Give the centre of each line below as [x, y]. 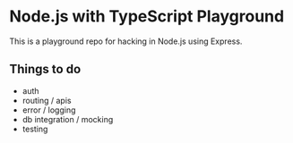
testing [35, 129]
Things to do [45, 69]
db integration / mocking [68, 119]
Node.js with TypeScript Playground [147, 17]
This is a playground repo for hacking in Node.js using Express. [126, 41]
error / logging [49, 110]
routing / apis [47, 100]
